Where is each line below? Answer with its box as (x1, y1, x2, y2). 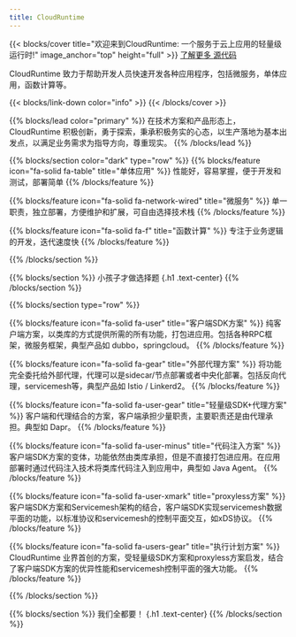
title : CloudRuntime (9, 12, 86, 22)
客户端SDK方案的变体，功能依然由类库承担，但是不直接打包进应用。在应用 (9, 451, 281, 462)
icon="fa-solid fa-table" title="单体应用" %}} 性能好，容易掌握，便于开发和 (9, 165, 282, 176)
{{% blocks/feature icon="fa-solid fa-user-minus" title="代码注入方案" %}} (9, 440, 281, 451)
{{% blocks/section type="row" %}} (9, 299, 140, 310)
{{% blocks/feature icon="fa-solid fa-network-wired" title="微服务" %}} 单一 (9, 196, 288, 206)
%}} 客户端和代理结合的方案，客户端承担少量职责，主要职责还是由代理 (9, 411, 266, 421)
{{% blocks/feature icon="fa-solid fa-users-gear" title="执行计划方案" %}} (9, 541, 280, 551)
